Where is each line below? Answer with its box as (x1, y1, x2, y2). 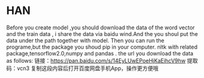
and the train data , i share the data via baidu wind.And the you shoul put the (6, 30, 198, 37)
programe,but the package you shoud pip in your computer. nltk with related (6, 43, 198, 51)
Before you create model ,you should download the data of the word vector (6, 24, 195, 31)
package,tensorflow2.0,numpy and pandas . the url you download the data (6, 49, 194, 57)
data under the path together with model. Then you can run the (6, 37, 164, 44)
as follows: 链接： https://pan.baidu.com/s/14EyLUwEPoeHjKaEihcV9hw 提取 (6, 57, 198, 64)
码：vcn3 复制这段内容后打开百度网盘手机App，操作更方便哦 (6, 65, 159, 72)
